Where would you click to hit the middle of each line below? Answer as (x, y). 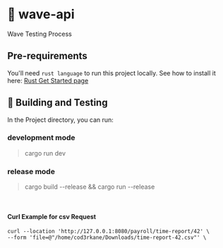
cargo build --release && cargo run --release (90, 187)
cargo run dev (45, 153)
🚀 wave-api (41, 14)
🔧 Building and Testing (58, 103)
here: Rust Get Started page (48, 80)
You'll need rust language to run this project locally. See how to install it (112, 73)
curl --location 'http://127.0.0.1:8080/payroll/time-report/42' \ (109, 232)
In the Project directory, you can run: (61, 120)
